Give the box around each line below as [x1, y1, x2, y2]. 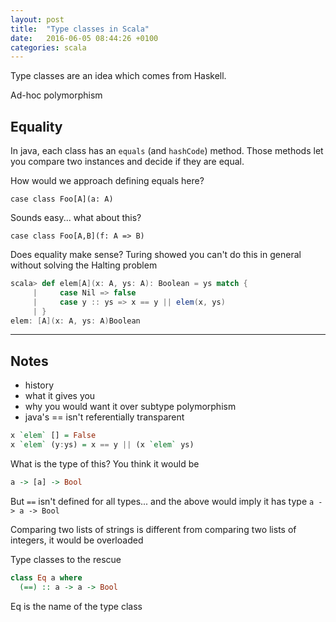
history [24, 379, 55, 391]
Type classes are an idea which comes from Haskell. [10, 70, 227, 82]
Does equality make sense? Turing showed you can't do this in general [10, 249, 302, 261]
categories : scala [10, 42, 87, 53]
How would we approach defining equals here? [10, 175, 205, 187]
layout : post [10, 14, 65, 25]
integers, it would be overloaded [10, 534, 144, 546]
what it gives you [24, 390, 96, 402]
